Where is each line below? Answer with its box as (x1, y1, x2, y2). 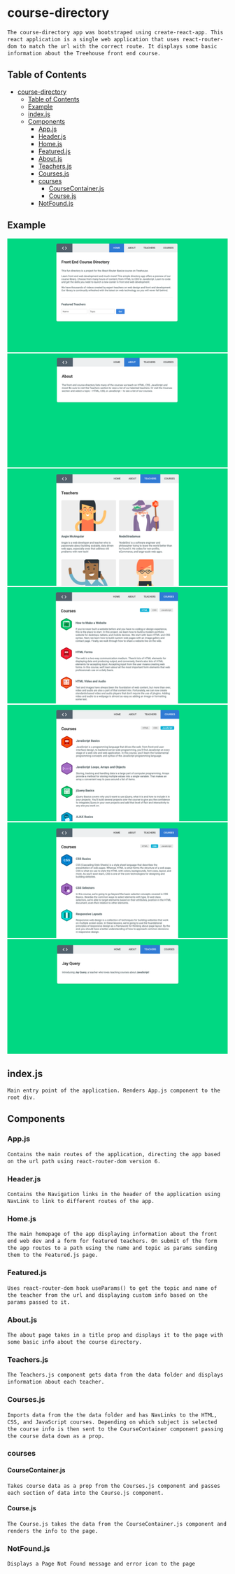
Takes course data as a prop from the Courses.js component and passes (7, 1482, 220, 1489)
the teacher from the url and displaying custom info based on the (7, 1291, 208, 1299)
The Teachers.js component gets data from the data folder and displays (7, 1372, 224, 1379)
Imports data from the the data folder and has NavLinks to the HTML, (7, 1412, 218, 1419)
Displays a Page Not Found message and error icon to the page (7, 1561, 196, 1568)
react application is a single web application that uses (7, 36, 180, 43)
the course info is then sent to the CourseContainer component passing (7, 1426, 224, 1433)
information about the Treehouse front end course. (7, 50, 161, 57)
